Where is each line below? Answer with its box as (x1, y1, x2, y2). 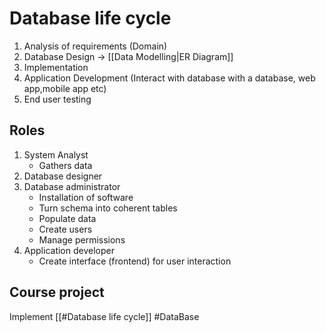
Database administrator (23, 180, 121, 192)
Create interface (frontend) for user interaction (38, 255, 232, 267)
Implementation (23, 61, 89, 73)
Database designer (23, 170, 103, 182)
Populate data (38, 212, 97, 224)
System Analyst (23, 148, 89, 161)
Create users (38, 223, 93, 235)
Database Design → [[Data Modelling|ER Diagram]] (23, 50, 234, 62)
